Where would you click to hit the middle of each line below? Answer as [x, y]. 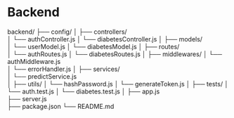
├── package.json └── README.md [61, 106]
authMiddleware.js [34, 61]
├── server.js [27, 98]
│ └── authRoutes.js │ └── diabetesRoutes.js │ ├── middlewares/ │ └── [115, 54]
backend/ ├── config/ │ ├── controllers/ [67, 32]
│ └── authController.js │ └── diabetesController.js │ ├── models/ [105, 39]
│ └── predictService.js [42, 76]
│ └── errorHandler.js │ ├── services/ [64, 69]
